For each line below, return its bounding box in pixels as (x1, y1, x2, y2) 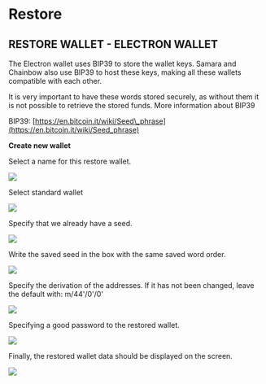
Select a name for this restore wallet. (8, 156, 132, 166)
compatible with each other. (8, 76, 102, 85)
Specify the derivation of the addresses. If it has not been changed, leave (8, 281, 255, 290)
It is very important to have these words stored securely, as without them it (8, 92, 259, 102)
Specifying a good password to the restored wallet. (8, 321, 181, 329)
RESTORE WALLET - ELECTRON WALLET (8, 37, 218, 51)
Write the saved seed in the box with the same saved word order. (8, 250, 226, 259)
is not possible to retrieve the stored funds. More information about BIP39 (8, 101, 255, 110)
